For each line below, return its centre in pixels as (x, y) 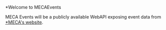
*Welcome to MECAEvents (33, 7)
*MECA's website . (24, 22)
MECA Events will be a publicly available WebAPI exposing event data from (83, 17)
